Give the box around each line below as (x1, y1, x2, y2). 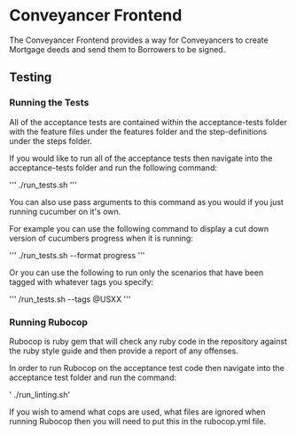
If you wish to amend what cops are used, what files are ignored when (9, 406, 266, 417)
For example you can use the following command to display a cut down (9, 223, 269, 233)
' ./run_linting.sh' (9, 389, 71, 399)
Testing (9, 70, 52, 85)
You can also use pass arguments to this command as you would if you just (9, 196, 284, 207)
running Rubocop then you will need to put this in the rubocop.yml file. (9, 415, 266, 426)
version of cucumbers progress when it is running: (9, 233, 193, 243)
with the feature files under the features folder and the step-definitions (9, 126, 268, 137)
